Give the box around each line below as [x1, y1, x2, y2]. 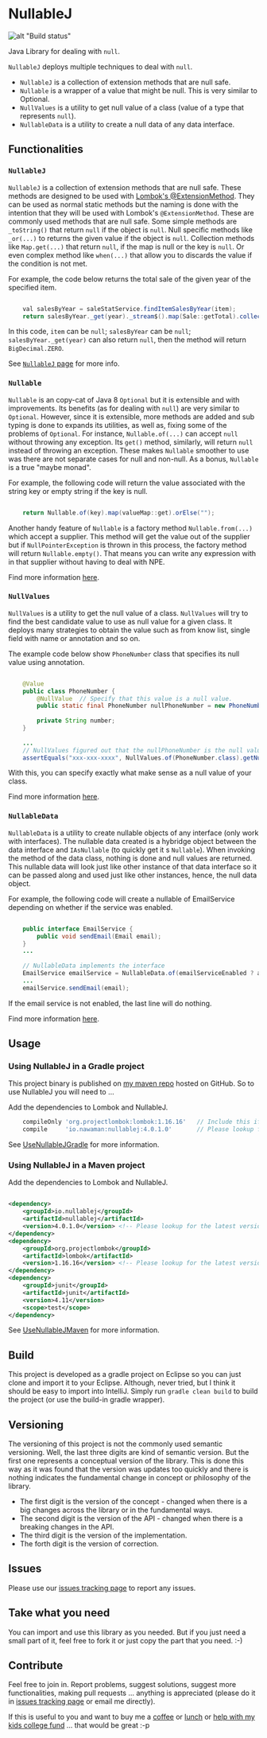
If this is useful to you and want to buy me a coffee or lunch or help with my [8, 1712, 256, 1722]
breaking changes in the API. [19, 1522, 114, 1531]
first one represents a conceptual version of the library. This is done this [8, 1456, 245, 1465]
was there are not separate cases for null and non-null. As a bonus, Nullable [8, 454, 259, 464]
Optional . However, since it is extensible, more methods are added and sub [8, 411, 255, 422]
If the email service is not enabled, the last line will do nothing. [8, 998, 212, 1008]
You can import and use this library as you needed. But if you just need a [8, 1627, 246, 1637]
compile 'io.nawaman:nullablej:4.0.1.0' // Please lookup [22, 1126, 254, 1133]
